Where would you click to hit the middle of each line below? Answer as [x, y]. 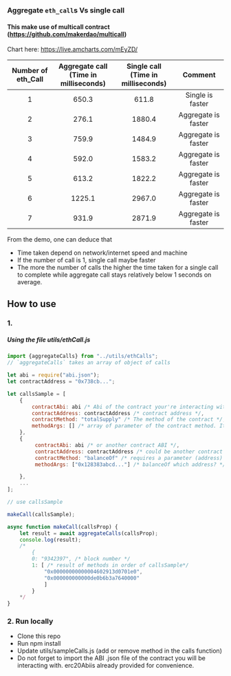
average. [30, 282]
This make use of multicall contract [58, 27]
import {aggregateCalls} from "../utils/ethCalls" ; [82, 357]
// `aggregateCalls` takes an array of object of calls [89, 363]
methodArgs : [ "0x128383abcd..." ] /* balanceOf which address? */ [130, 464]
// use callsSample [35, 502]
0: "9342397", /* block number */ [81, 559]
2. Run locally [30, 622]
